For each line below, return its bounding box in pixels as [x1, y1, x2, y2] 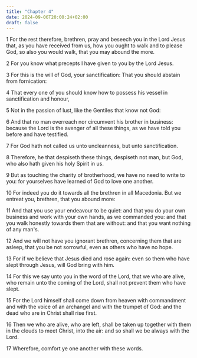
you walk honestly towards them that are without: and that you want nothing [6, 220, 191, 227]
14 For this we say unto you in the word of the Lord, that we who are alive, [6, 273, 186, 280]
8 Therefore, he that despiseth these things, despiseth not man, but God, [6, 154, 183, 161]
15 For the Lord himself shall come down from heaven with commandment [6, 297, 186, 304]
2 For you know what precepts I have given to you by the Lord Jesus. [6, 60, 174, 67]
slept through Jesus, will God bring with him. [6, 262, 115, 269]
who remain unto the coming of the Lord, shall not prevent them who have [6, 279, 186, 286]
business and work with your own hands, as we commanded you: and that [6, 214, 187, 221]
